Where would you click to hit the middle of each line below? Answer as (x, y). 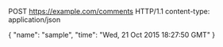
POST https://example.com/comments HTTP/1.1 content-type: (109, 11)
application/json (35, 20)
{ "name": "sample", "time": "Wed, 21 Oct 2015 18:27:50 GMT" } (112, 35)
